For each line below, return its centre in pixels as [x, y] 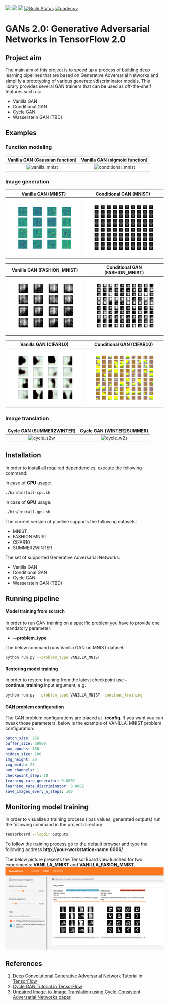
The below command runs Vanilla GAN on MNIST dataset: [65, 648]
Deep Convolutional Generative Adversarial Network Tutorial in [77, 976]
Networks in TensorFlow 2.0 [66, 40]
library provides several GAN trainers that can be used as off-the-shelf [78, 86]
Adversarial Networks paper [42, 997]
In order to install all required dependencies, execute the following [74, 468]
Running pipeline [32, 599]
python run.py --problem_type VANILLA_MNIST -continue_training [74, 695]
